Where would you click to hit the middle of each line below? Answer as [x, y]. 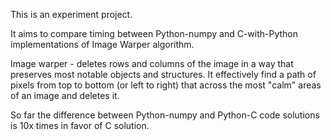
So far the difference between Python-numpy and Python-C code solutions [165, 115]
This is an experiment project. [71, 14]
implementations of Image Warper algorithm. [102, 44]
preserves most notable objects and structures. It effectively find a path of [163, 74]
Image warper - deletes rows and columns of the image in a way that [152, 63]
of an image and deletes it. [65, 95]
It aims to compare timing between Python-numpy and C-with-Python [154, 33]
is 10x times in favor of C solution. [80, 125]
